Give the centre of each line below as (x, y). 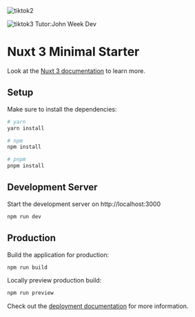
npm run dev (24, 216)
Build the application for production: (58, 254)
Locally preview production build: (54, 280)
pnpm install (26, 166)
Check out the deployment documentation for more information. (98, 306)
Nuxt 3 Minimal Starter (73, 52)
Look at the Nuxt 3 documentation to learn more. (76, 71)
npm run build (28, 267)
